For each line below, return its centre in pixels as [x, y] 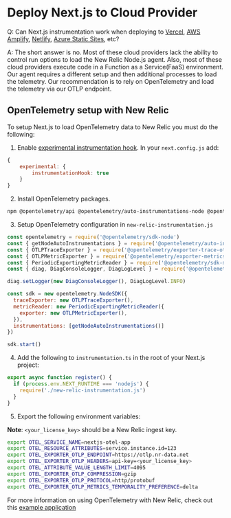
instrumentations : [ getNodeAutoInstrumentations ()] [89, 326]
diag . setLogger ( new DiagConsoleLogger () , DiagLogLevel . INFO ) [97, 282]
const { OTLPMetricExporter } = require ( [67, 256]
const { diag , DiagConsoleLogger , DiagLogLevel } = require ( [97, 269]
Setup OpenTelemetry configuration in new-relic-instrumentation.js [115, 224]
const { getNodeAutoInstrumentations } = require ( [81, 243]
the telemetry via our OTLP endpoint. [59, 89]
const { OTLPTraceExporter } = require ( [66, 250]
